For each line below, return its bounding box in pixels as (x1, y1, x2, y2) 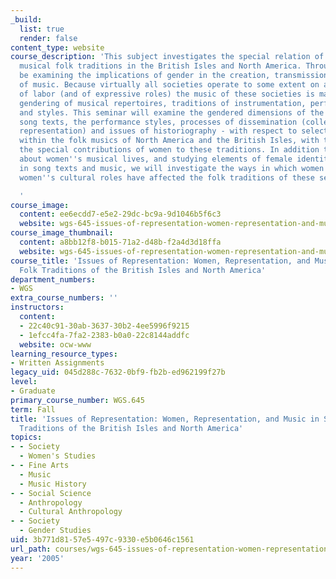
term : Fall (10, 404, 56, 415)
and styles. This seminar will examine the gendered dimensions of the (19, 107, 325, 118)
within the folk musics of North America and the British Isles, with (19, 136, 320, 146)
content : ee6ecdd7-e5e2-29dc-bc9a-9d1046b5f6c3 (19, 209, 222, 220)
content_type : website (10, 42, 105, 53)
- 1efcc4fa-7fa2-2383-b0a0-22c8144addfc (19, 330, 190, 340)
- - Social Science (10, 488, 92, 498)
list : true (19, 24, 65, 34)
